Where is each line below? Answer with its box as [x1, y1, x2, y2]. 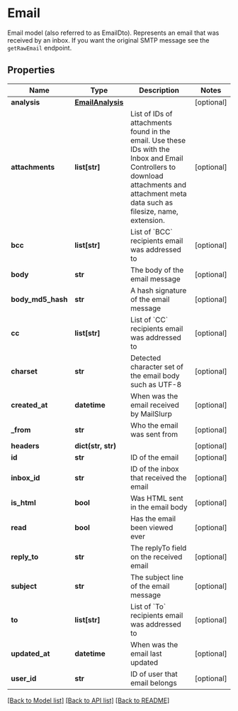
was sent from [130, 429, 178, 439]
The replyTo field [130, 543, 187, 553]
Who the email [130, 420, 178, 430]
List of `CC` [130, 315, 169, 325]
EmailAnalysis [74, 97, 124, 107]
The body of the [130, 265, 184, 275]
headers [11, 440, 40, 450]
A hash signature [130, 286, 187, 295]
